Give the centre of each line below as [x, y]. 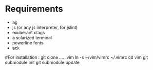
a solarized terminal [32, 38]
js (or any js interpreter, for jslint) [45, 27]
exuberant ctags [29, 32]
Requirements [34, 9]
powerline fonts [28, 42]
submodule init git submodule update [42, 62]
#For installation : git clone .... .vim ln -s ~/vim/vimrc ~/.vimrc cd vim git [76, 57]
